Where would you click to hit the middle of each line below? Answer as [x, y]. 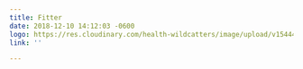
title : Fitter [36, 17]
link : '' [26, 43]
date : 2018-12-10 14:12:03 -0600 [72, 26]
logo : [19, 34]
